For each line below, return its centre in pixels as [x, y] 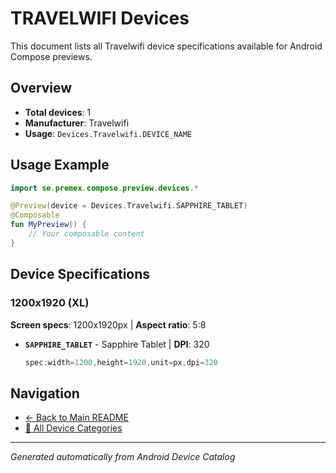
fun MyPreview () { [48, 225]
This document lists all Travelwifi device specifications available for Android [166, 46]
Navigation [45, 393]
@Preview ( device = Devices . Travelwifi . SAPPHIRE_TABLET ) [129, 206]
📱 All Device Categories [73, 428]
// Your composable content [86, 234]
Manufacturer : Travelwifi [77, 123]
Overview [41, 88]
